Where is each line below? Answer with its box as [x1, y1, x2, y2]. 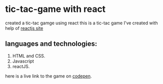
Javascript [12, 58, 34, 64]
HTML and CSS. [12, 53, 46, 59]
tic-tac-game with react [5, 3, 106, 15]
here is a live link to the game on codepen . [5, 73, 92, 79]
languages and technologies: [5, 40, 97, 48]
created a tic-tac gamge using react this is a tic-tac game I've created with [5, 20, 158, 26]
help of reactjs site [5, 25, 43, 31]
